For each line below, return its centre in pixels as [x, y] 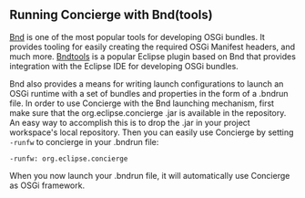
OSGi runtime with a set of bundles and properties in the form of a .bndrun [149, 93]
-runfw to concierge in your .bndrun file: [84, 141]
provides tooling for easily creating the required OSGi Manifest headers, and [152, 47]
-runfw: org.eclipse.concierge [69, 159]
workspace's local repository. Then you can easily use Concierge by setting [152, 132]
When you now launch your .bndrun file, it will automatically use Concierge [150, 175]
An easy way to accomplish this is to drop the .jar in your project [130, 122]
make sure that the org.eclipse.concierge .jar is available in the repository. [148, 112]
